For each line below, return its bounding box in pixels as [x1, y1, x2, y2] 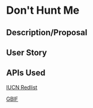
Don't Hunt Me [6, 4, 80, 17]
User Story [6, 47, 47, 57]
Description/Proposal [6, 27, 88, 38]
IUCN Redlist [6, 84, 38, 91]
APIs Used [6, 68, 46, 78]
